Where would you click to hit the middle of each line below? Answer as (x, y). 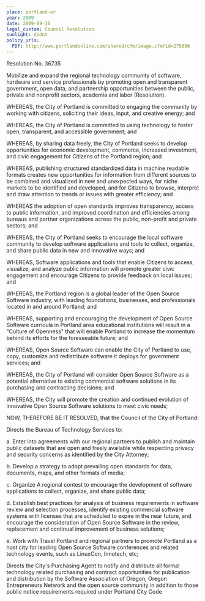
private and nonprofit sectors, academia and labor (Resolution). (86, 95)
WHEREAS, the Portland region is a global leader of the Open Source (93, 293)
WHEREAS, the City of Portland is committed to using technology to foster (100, 125)
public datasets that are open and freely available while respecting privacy (100, 448)
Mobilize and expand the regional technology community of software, (94, 75)
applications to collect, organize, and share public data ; (76, 491)
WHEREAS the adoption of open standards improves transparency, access (100, 206)
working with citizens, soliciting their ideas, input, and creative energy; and (101, 113)
